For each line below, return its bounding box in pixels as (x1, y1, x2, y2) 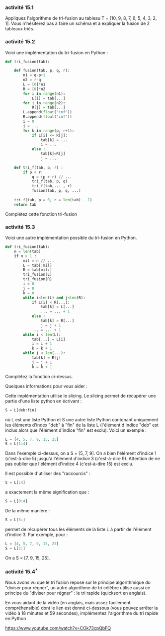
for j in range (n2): (23, 100, 66, 105)
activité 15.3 (5, 223, 35, 230)
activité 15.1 (5, 4, 34, 11)
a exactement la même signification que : (5, 489, 89, 495)
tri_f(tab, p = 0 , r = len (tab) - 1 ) (14, 197, 92, 202)
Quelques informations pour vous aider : (5, 383, 88, 389)
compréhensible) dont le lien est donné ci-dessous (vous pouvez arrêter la (5, 605, 158, 611)
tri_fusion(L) (23, 272, 52, 277)
